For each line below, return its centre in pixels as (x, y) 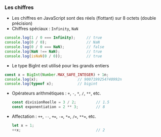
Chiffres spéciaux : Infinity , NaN (45, 29)
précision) (22, 23)
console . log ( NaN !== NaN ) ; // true (53, 51)
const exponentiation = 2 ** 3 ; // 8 (58, 107)
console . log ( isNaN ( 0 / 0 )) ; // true (53, 56)
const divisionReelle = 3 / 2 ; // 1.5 (60, 102)
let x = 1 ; (23, 126)
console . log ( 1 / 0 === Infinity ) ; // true (53, 38)
